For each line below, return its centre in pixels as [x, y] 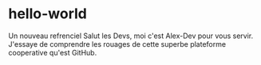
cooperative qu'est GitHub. [53, 52]
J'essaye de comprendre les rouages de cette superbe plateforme [117, 44]
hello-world [48, 14]
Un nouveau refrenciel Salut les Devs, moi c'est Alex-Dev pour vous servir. [131, 36]
